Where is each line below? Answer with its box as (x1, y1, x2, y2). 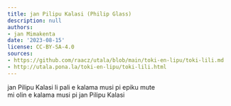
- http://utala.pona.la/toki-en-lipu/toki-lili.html (7, 63, 167, 70)
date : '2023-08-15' (7, 37, 65, 44)
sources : (7, 51, 33, 58)
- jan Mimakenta (7, 30, 55, 38)
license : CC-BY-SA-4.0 (7, 43, 75, 51)
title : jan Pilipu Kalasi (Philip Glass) (7, 10, 132, 18)
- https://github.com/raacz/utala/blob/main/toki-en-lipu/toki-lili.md (7, 57, 224, 64)
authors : (7, 23, 33, 31)
